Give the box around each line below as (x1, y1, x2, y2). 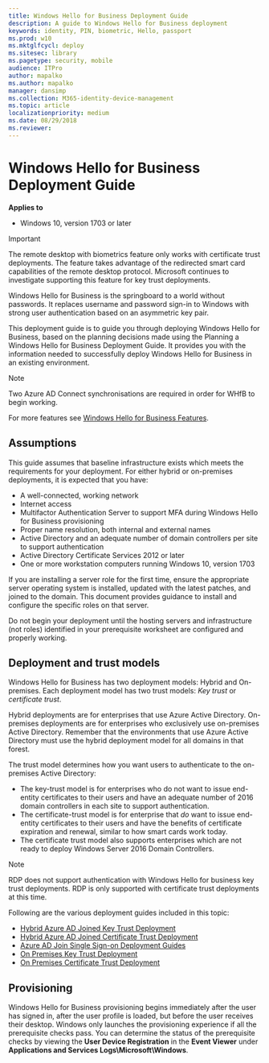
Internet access (19, 498, 72, 508)
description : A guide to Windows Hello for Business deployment (8, 19, 228, 27)
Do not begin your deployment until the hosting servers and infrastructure (8, 615, 253, 625)
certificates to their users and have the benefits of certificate (40, 818, 243, 828)
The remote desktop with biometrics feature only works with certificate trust (8, 249, 261, 259)
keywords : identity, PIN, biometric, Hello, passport (8, 27, 193, 35)
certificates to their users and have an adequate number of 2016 (40, 792, 255, 802)
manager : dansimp (8, 86, 67, 95)
